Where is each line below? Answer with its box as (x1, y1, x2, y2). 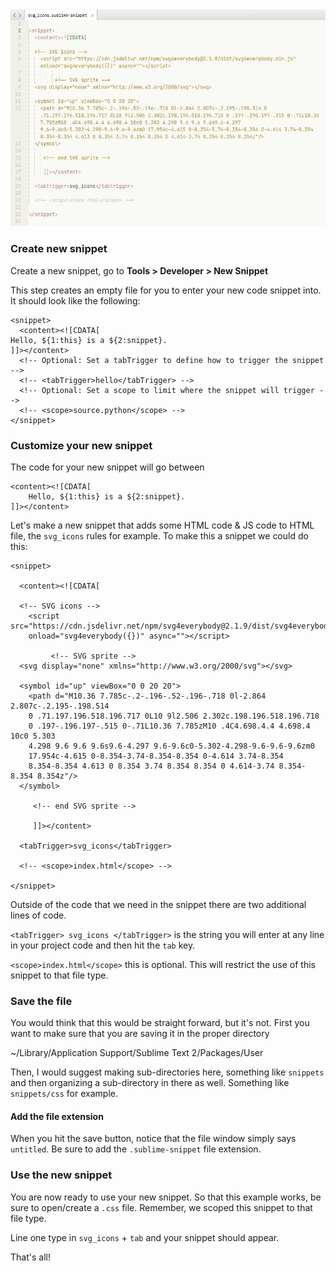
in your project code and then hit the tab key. (10, 939, 196, 951)
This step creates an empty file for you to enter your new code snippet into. (10, 284, 322, 296)
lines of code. (10, 909, 67, 921)
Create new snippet (10, 242, 108, 256)
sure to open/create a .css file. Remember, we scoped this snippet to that (10, 1201, 313, 1213)
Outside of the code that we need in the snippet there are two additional (10, 898, 307, 910)
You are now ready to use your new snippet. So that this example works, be (10, 1191, 322, 1203)
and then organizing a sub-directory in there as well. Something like (10, 1077, 290, 1089)
